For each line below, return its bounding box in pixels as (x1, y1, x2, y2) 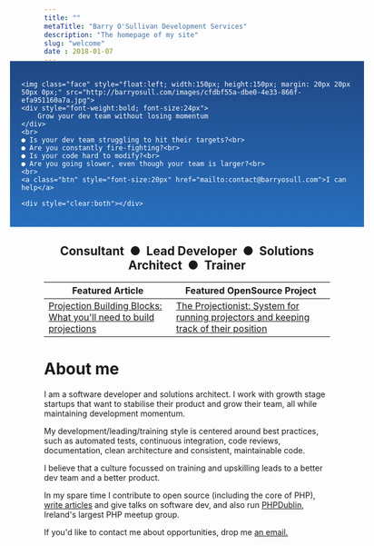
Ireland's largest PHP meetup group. (44, 509, 180, 520)
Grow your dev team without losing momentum (37, 112, 209, 121)
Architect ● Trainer (128, 257, 246, 273)
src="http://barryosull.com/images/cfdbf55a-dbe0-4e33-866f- (65, 88, 302, 97)
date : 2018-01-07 (44, 47, 113, 56)
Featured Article (72, 283, 144, 296)
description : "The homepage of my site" (44, 30, 200, 39)
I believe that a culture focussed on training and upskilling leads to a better (44, 462, 323, 473)
